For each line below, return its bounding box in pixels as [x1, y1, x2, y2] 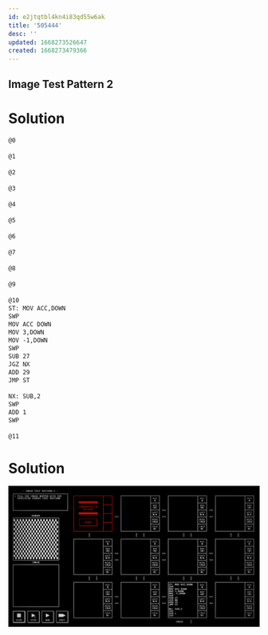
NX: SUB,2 [8, 393, 41, 401]
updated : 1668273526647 [8, 38, 88, 46]
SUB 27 [8, 353, 30, 361]
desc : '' [8, 30, 37, 38]
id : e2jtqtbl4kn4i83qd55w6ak [8, 13, 105, 21]
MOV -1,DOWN [8, 337, 48, 345]
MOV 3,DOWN [8, 329, 45, 337]
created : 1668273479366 [8, 46, 88, 55]
